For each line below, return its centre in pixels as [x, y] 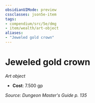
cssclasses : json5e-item [31, 14]
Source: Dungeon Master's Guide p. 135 [46, 95]
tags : [11, 19]
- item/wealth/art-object [32, 28]
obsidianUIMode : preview [31, 10]
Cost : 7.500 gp [28, 86]
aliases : [14, 33]
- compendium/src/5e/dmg [31, 24]
